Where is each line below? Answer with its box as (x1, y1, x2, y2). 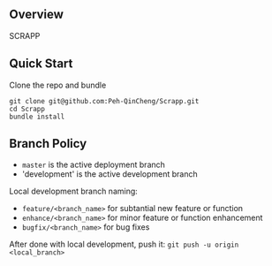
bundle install (9, 112, 65, 121)
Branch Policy (9, 136, 87, 151)
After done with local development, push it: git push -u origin (9, 239, 239, 250)
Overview (9, 7, 64, 22)
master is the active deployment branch (21, 159, 166, 171)
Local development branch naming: (9, 186, 139, 197)
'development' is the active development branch (21, 169, 199, 179)
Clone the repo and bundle (9, 80, 107, 90)
